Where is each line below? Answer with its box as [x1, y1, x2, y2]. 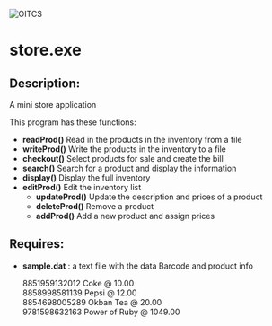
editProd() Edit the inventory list [22, 182, 142, 192]
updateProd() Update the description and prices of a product [35, 191, 263, 202]
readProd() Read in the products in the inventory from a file [22, 135, 242, 145]
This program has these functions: [9, 117, 136, 128]
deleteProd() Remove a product [35, 201, 154, 211]
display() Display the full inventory [22, 172, 151, 183]
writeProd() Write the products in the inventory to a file [22, 144, 227, 154]
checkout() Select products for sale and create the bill [22, 154, 224, 163]
